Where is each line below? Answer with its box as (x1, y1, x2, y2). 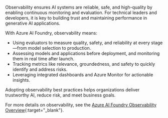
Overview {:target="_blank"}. (5, 107, 64, 113)
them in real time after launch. (12, 56, 74, 62)
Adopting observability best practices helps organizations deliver (5, 87, 140, 92)
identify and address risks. (12, 66, 68, 72)
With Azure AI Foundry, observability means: (5, 30, 98, 36)
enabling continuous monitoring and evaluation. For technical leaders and (5, 10, 157, 16)
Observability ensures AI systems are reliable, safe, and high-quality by (5, 5, 153, 10)
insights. (12, 77, 30, 83)
